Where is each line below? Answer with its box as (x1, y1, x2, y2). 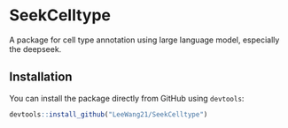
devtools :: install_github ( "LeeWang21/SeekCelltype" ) (9, 109, 208, 119)
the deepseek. (9, 43, 62, 54)
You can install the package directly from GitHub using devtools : (9, 93, 245, 103)
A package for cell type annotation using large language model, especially (9, 34, 280, 45)
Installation (9, 70, 73, 85)
